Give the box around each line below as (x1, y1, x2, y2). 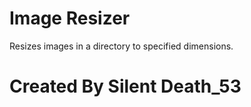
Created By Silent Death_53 (9, 75, 242, 98)
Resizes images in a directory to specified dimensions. (9, 40, 234, 52)
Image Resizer (9, 7, 131, 30)
